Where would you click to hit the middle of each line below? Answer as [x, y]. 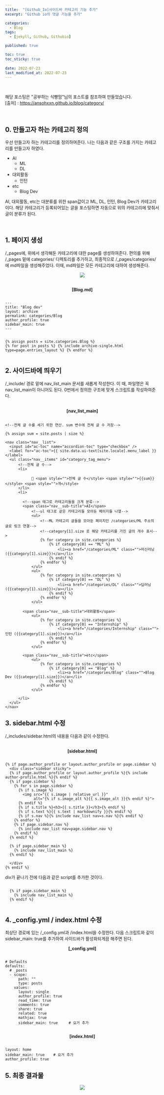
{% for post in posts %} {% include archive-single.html [64, 346]
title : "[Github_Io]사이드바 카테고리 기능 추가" [52, 10]
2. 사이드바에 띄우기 [34, 371]
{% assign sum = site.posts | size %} [45, 434]
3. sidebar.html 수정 [35, 723]
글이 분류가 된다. [21, 214]
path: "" [27, 979]
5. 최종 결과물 [24, 1076]
